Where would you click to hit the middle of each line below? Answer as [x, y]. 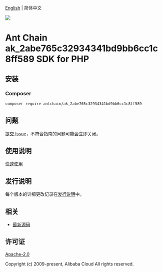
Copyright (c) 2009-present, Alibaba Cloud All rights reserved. [69, 264]
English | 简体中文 [23, 8]
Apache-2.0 [17, 254]
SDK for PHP [63, 59]
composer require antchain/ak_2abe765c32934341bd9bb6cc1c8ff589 [73, 104]
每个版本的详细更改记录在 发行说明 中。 [44, 194]
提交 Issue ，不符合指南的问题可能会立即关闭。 [53, 133]
